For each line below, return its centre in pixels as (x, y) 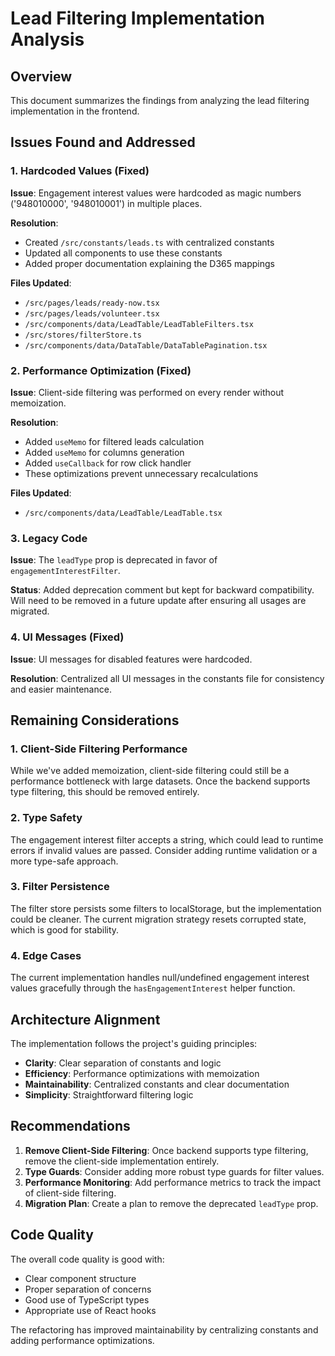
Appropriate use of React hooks (90, 1310)
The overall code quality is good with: (87, 1259)
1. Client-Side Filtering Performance (99, 749)
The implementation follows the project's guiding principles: (134, 1043)
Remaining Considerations (95, 720)
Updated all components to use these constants (123, 253)
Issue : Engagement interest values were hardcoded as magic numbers (156, 193)
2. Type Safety (46, 818)
